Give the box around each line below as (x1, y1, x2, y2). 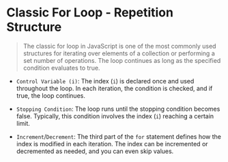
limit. (16, 119, 30, 127)
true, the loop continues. (16, 91, 86, 100)
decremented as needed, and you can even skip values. (16, 147, 174, 155)
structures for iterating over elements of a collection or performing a (23, 49, 216, 57)
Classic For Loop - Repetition (6, 5, 173, 21)
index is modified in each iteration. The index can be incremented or (16, 139, 209, 148)
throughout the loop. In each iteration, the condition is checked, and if (16, 84, 213, 92)
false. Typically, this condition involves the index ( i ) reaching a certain (16, 111, 214, 120)
